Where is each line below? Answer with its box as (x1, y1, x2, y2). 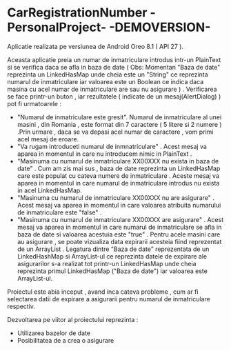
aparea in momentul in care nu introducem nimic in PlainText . (17, 150, 192, 158)
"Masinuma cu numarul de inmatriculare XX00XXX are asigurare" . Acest (17, 215, 224, 223)
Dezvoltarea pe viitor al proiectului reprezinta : (7, 315, 139, 323)
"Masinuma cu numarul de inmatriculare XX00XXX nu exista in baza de (17, 157, 219, 165)
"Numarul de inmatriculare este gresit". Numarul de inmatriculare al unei (17, 112, 222, 121)
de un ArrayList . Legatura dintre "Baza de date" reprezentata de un (17, 245, 210, 253)
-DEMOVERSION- (109, 19, 211, 35)
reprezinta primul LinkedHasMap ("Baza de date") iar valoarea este (17, 267, 208, 275)
